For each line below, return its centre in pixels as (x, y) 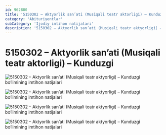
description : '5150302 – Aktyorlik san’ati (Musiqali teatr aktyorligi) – (84, 28)
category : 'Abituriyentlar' (34, 19)
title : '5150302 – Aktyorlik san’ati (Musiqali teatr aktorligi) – (76, 14)
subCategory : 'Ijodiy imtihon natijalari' (49, 24)
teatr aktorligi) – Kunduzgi (60, 63)
